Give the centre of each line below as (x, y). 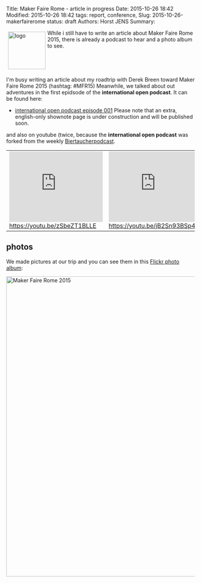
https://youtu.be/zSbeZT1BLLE (53, 226)
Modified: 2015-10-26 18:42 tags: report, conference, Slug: (79, 15)
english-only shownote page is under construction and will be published (104, 117)
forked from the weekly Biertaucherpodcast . (61, 141)
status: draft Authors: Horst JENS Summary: (101, 21)
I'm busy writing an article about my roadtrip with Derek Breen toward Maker (100, 80)
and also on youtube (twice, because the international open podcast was (97, 135)
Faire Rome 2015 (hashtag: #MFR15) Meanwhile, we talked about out (91, 86)
